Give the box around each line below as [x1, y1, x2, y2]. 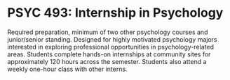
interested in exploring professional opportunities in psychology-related [7, 42, 214, 51]
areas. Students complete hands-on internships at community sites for [7, 50, 211, 58]
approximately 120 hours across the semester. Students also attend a [7, 57, 207, 65]
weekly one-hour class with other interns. [7, 65, 128, 73]
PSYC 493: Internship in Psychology [7, 5, 224, 21]
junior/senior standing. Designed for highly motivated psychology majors [7, 35, 217, 43]
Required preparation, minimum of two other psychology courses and [7, 28, 208, 36]
